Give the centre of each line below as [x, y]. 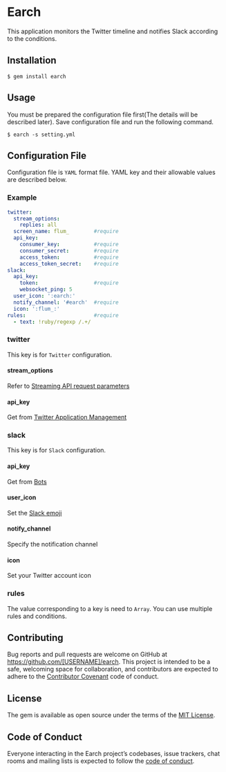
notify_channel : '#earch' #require [66, 302]
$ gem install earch [37, 76]
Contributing [35, 638]
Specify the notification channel [53, 544]
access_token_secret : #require [69, 264]
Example [22, 198]
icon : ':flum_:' [37, 309]
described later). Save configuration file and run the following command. [111, 121]
